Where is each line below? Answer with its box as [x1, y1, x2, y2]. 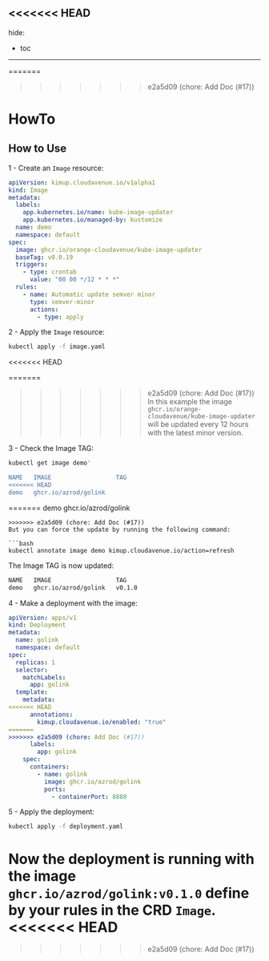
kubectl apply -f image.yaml [8, 343, 106, 351]
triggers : [15, 261, 48, 269]
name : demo [15, 224, 52, 232]
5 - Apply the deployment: [8, 807, 94, 817]
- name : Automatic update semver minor [22, 290, 156, 298]
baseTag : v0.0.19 [15, 253, 74, 262]
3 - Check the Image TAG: [8, 444, 94, 453]
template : [15, 688, 48, 696]
